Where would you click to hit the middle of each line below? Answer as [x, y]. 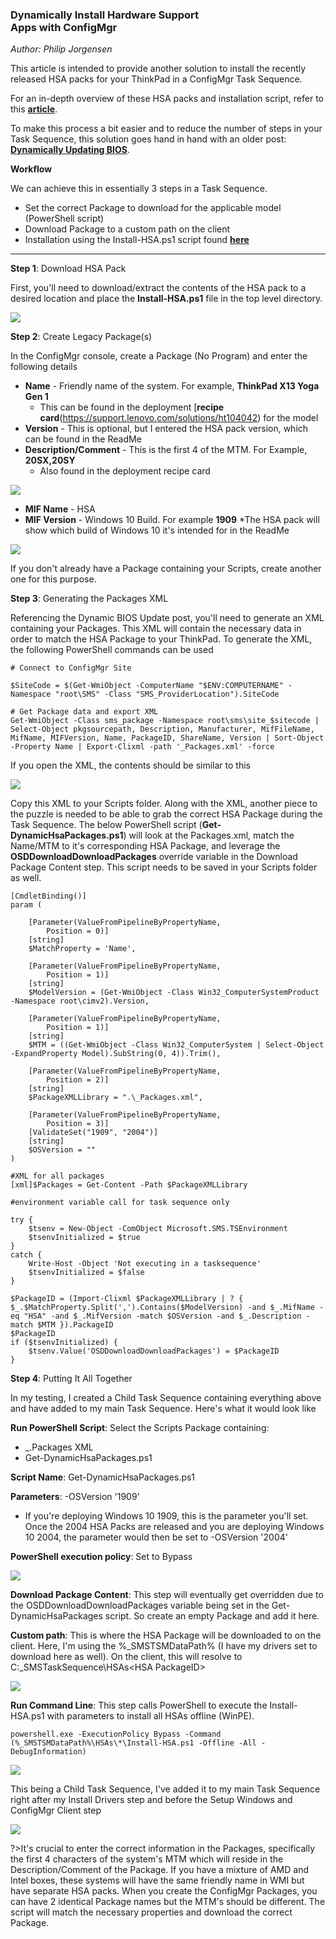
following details [44, 367]
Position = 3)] [78, 1124]
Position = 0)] [78, 931]
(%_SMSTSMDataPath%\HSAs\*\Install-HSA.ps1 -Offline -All [133, 1743]
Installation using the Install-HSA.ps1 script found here [137, 240]
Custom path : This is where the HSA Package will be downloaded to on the [166, 1635]
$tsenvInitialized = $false [86, 1273]
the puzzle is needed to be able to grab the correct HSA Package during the [166, 814]
